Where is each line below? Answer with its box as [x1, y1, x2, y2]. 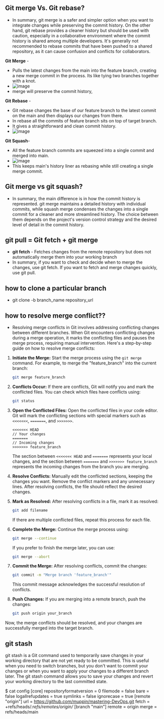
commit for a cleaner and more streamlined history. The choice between [12, 211, 159, 217]
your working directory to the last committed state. [5, 679, 108, 684]
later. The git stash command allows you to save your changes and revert [5, 673, 153, 679]
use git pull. [12, 270, 36, 276]
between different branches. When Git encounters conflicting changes [12, 330, 155, 336]
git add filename [12, 508, 48, 513]
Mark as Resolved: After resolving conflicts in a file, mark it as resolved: [12, 498, 159, 504]
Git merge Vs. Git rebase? [5, 4, 85, 12]
